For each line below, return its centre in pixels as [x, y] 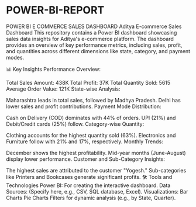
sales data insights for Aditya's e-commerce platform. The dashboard [90, 39]
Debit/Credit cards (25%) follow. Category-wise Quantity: [75, 124]
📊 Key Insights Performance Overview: [54, 69]
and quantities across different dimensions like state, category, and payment [98, 51]
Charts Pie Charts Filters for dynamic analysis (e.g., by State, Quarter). [91, 198]
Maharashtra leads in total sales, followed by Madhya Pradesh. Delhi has [94, 100]
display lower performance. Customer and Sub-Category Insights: [86, 159]
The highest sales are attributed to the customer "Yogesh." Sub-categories [96, 170]
